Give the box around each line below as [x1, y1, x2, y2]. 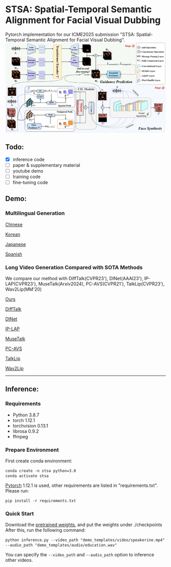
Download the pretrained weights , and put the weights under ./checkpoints [5, 522, 162, 528]
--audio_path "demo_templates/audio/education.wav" [5, 543, 117, 548]
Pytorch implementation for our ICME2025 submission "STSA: [5, 31, 135, 37]
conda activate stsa [5, 474, 49, 479]
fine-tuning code [12, 180, 48, 185]
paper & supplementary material [12, 162, 80, 168]
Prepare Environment [5, 446, 59, 453]
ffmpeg [12, 433, 28, 439]
